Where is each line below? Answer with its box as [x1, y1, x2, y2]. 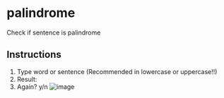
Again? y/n [16, 82, 49, 91]
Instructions [6, 49, 61, 61]
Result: [16, 75, 37, 83]
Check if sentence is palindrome [6, 28, 101, 37]
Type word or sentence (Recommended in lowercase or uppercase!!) [16, 67, 218, 75]
